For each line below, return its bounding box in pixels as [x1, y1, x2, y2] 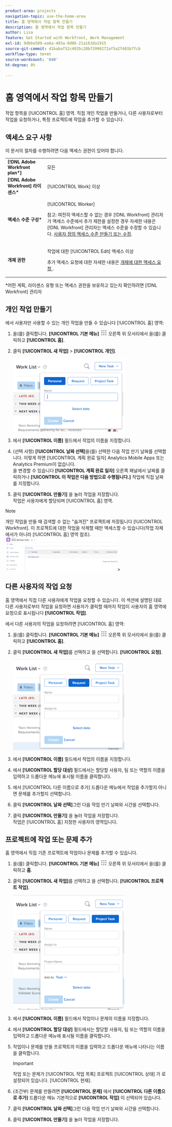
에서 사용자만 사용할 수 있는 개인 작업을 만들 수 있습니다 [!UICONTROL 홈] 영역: [5, 320, 164, 326]
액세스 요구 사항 [5, 133, 52, 142]
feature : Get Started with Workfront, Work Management [5, 35, 125, 41]
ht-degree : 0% [5, 62, 36, 68]
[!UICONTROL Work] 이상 [47, 183, 101, 189]
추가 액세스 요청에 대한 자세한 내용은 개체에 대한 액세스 [47, 259, 156, 265]
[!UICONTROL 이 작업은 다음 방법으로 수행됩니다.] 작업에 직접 [30, 473, 155, 480]
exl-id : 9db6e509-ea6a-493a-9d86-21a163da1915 [5, 41, 106, 46]
